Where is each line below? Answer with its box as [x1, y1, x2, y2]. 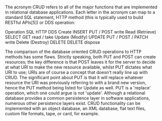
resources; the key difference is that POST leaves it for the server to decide [5, 59, 156, 65]
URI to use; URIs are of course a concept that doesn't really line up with [5, 69, 148, 75]
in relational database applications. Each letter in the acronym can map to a [5, 9, 155, 15]
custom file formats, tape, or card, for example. [5, 111, 99, 116]
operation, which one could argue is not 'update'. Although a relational [5, 90, 146, 96]
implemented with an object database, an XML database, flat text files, [5, 105, 146, 111]
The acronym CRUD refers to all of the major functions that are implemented [5, 4, 158, 10]
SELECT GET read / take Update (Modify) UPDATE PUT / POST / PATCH [5, 34, 148, 40]
